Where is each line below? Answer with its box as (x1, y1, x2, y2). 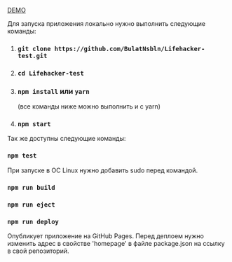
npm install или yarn (17, 86, 90, 96)
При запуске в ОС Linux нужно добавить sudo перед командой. (7, 166, 198, 174)
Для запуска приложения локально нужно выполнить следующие (7, 20, 206, 27)
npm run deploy (7, 217, 60, 226)
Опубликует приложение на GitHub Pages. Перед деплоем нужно (7, 231, 205, 240)
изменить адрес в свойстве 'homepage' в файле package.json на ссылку (7, 239, 226, 247)
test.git (17, 52, 48, 60)
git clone (17, 45, 51, 53)
